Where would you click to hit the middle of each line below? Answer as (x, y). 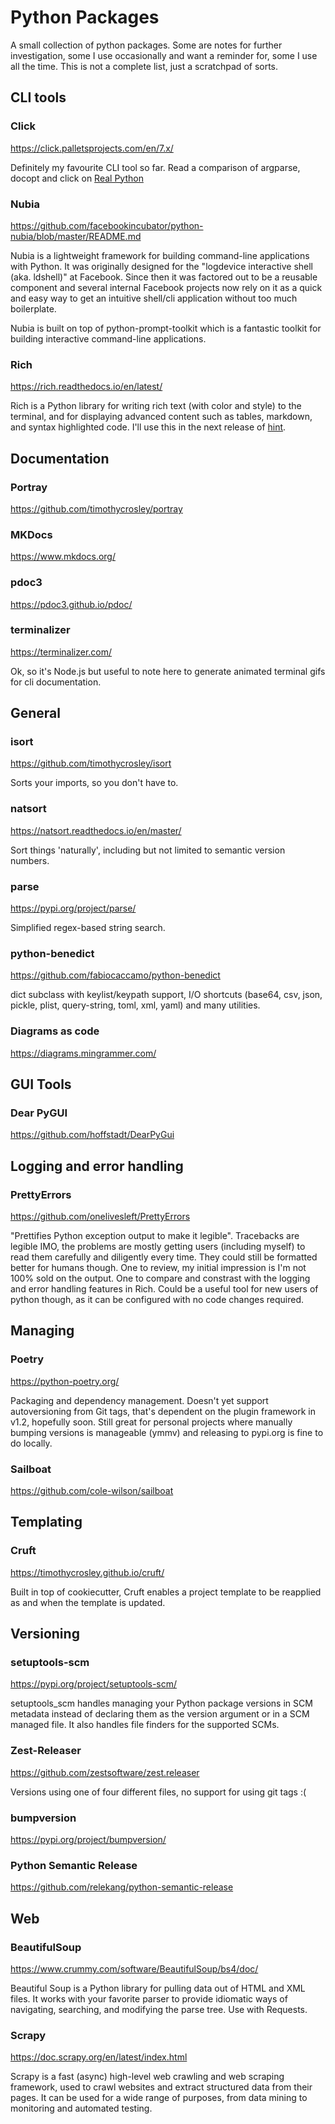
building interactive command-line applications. (108, 338)
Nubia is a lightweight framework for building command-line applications (160, 255)
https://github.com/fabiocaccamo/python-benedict (115, 975)
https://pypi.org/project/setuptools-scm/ (94, 1684)
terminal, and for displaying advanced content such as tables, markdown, (161, 417)
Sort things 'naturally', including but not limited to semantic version (148, 850)
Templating (46, 1522)
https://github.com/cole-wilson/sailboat (92, 1491)
